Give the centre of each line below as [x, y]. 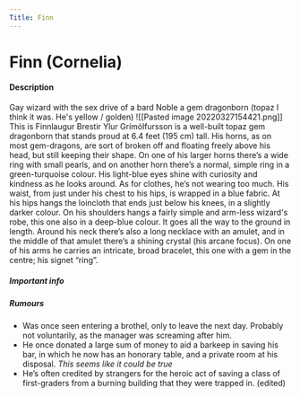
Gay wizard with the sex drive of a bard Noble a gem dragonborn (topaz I [144, 108]
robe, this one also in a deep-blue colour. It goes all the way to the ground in [150, 222]
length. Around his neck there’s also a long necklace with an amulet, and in [147, 232]
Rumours [27, 303]
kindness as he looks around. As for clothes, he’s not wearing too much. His [149, 184]
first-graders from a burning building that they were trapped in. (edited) [154, 384]
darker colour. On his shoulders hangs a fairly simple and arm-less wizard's [149, 213]
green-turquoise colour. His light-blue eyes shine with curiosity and [133, 174]
